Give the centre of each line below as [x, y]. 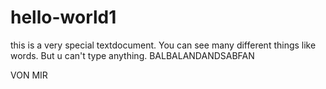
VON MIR [29, 75]
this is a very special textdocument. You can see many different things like [163, 45]
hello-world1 [63, 17]
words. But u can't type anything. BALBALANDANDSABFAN [132, 55]
